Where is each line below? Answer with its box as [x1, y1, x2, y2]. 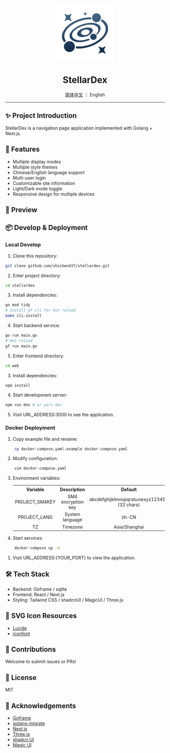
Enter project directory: [12, 272, 61, 278]
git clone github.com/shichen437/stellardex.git [5, 263, 110, 268]
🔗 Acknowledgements [5, 701, 76, 710]
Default [120, 486, 137, 493]
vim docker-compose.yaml [14, 466, 67, 471]
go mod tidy [5, 303, 30, 308]
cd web [5, 363, 19, 368]
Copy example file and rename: [12, 436, 78, 442]
